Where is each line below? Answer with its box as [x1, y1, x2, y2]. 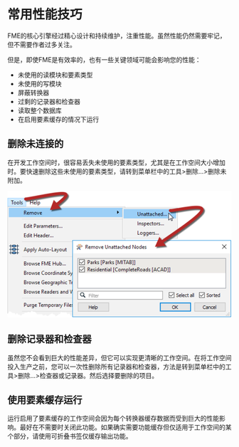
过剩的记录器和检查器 [17, 97, 80, 105]
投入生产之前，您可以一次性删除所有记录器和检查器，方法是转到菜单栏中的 [7, 362, 225, 371]
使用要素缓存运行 [7, 394, 83, 406]
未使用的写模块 [17, 79, 62, 88]
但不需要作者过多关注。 [7, 40, 76, 48]
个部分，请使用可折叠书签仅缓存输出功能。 [7, 432, 132, 441]
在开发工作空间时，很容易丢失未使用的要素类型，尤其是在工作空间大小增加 [7, 158, 225, 167]
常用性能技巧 [7, 6, 83, 23]
